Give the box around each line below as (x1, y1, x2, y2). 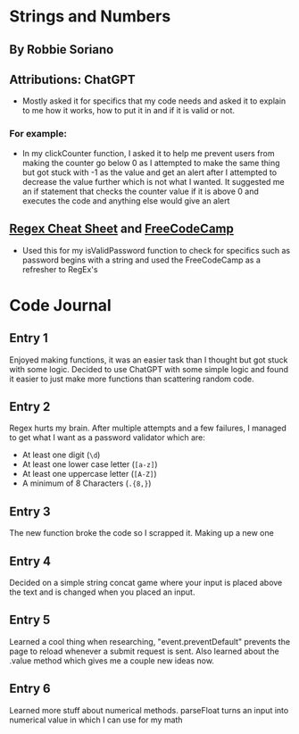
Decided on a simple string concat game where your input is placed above (9, 577, 283, 588)
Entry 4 (9, 554, 52, 569)
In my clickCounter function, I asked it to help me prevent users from (21, 147, 275, 158)
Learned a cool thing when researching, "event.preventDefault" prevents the (9, 636, 291, 646)
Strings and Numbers (9, 6, 171, 27)
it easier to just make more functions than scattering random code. (9, 373, 254, 384)
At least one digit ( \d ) (21, 449, 101, 461)
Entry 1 (9, 330, 49, 346)
